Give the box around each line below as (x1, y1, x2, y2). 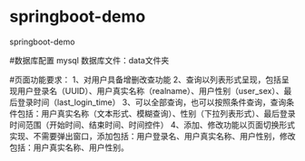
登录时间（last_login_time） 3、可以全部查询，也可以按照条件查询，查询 (16, 97, 287, 108)
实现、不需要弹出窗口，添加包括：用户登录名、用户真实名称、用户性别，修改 (9, 130, 296, 141)
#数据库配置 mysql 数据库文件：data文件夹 (9, 54, 170, 65)
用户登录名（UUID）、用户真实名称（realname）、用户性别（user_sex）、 (16, 85, 284, 96)
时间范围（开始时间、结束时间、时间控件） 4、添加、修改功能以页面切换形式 (9, 119, 295, 130)
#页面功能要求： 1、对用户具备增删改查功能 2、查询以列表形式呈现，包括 (9, 74, 281, 85)
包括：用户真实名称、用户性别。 (9, 142, 129, 153)
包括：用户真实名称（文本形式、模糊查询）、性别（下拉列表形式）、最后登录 (16, 108, 296, 118)
